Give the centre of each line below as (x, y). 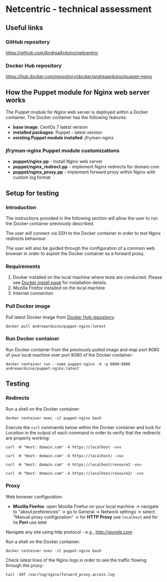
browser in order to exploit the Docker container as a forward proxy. (75, 253)
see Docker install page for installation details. (60, 283)
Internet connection (33, 293)
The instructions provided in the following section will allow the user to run (82, 218)
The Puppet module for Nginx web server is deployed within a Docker (77, 112)
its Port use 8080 (30, 522)
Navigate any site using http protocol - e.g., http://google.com (69, 532)
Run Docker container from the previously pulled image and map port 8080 (83, 349)
